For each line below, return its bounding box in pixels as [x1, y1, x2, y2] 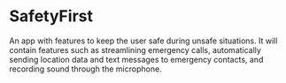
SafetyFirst [9, 6, 93, 26]
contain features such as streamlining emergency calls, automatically [9, 44, 261, 55]
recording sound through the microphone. [9, 64, 162, 74]
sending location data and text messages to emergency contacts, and [9, 54, 264, 64]
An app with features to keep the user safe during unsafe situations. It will [9, 35, 278, 46]
